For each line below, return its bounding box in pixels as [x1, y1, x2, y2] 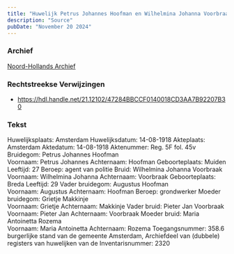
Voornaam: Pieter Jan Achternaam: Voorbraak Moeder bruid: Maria [7, 209, 200, 218]
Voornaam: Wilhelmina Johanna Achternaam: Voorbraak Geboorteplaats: [7, 173, 216, 181]
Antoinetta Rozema [7, 217, 62, 225]
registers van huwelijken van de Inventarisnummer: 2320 [7, 239, 171, 248]
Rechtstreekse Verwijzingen [7, 79, 105, 89]
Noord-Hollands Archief [7, 62, 76, 70]
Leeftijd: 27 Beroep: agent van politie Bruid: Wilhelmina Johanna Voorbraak [7, 165, 223, 174]
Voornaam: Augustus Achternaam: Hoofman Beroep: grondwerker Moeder [7, 187, 221, 196]
